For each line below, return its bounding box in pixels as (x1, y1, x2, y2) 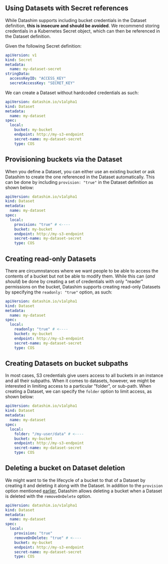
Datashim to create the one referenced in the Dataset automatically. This (5, 174, 155, 180)
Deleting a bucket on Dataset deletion (5, 464, 125, 472)
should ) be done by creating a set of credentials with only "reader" (5, 278, 143, 285)
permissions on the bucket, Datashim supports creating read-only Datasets (5, 284, 160, 290)
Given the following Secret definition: (5, 43, 82, 49)
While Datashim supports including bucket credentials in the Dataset (5, 17, 147, 23)
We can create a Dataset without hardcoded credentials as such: (5, 90, 139, 96)
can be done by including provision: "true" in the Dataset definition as (5, 179, 153, 185)
